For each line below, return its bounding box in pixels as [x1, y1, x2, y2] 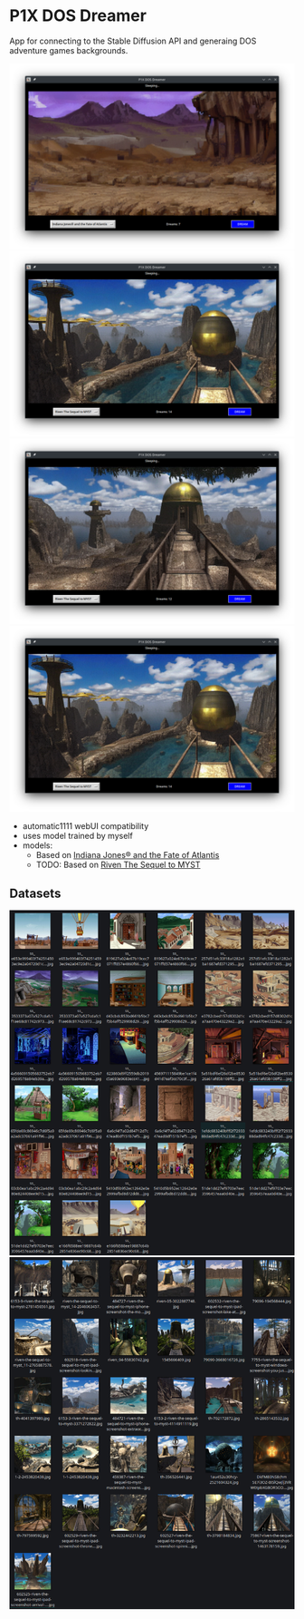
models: [22, 840, 53, 851]
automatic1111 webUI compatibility [22, 821, 149, 832]
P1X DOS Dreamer [9, 5, 147, 26]
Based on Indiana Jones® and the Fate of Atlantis [35, 850, 220, 861]
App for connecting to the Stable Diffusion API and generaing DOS [9, 35, 257, 46]
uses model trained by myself [22, 831, 133, 842]
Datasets [9, 885, 62, 901]
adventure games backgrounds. [9, 44, 128, 55]
